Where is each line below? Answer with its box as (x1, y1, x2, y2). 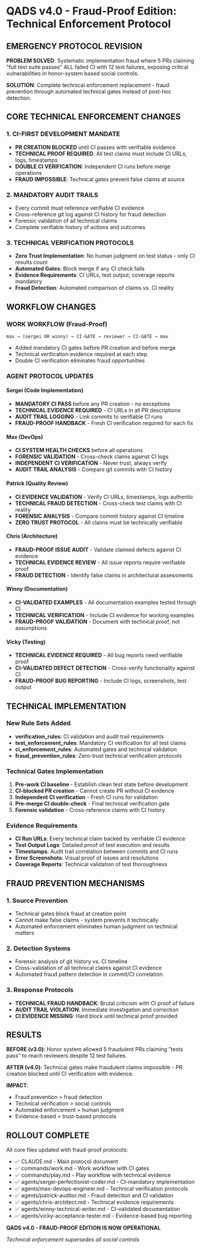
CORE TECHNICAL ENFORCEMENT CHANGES (6, 112, 181, 122)
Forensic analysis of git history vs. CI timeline (14, 958, 128, 965)
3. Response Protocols (6, 986, 74, 994)
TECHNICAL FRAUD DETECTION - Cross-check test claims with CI (14, 499, 182, 507)
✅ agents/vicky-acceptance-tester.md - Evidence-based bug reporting (14, 1212, 192, 1219)
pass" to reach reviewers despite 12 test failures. (6, 1052, 127, 1059)
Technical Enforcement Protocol (6, 17, 171, 31)
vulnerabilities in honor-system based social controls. (6, 70, 139, 77)
